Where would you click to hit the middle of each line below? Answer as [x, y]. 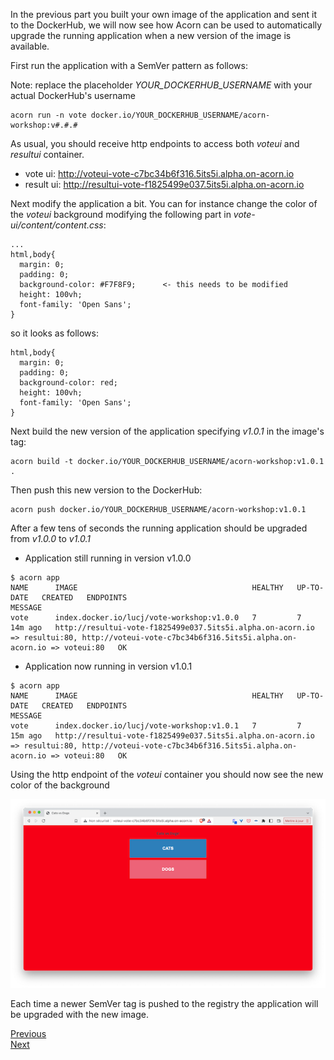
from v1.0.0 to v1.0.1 [50, 538]
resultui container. [47, 154]
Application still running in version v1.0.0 [108, 558]
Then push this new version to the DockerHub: [106, 490]
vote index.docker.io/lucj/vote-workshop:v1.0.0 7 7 [156, 618]
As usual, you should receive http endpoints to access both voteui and [155, 143]
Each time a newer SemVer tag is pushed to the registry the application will [164, 1004]
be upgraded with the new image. [79, 1015]
